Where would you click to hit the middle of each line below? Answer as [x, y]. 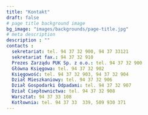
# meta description [31, 35]
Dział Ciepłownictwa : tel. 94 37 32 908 [63, 91]
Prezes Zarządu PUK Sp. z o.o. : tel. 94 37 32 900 [77, 63]
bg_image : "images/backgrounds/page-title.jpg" [68, 29]
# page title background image [46, 23]
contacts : [20, 46]
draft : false [23, 18]
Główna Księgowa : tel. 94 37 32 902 [58, 68]
